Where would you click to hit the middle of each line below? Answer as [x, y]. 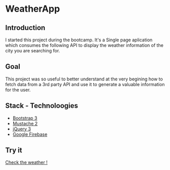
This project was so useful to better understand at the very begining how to [84, 79]
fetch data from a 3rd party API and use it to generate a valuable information [85, 84]
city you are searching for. [32, 51]
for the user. [18, 90]
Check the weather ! [26, 162]
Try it [14, 150]
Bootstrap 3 [25, 118]
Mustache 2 [25, 123]
